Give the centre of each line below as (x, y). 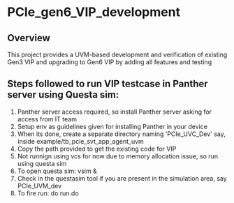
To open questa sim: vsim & (57, 171)
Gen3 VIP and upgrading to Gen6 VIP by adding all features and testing (109, 62)
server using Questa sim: (63, 95)
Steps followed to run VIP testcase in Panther (108, 84)
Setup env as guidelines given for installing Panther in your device (112, 126)
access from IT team (47, 119)
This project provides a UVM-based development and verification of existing (117, 54)
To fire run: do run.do (48, 193)
